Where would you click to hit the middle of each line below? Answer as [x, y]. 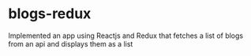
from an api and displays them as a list [71, 43]
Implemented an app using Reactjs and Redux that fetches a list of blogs [126, 35]
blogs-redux [50, 14]
